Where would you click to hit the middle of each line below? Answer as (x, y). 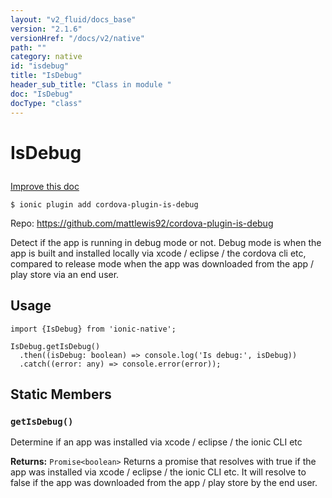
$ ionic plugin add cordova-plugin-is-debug (104, 204)
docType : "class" (46, 103)
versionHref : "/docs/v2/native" (77, 38)
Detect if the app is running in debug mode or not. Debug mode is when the (166, 242)
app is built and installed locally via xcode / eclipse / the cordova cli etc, (158, 253)
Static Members (61, 394)
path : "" (28, 47)
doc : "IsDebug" (42, 94)
